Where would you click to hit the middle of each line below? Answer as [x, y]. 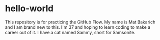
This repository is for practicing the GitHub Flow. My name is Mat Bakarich [80, 22]
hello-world [29, 9]
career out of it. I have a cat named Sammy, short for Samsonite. [70, 32]
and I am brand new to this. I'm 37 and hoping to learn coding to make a [78, 27]
